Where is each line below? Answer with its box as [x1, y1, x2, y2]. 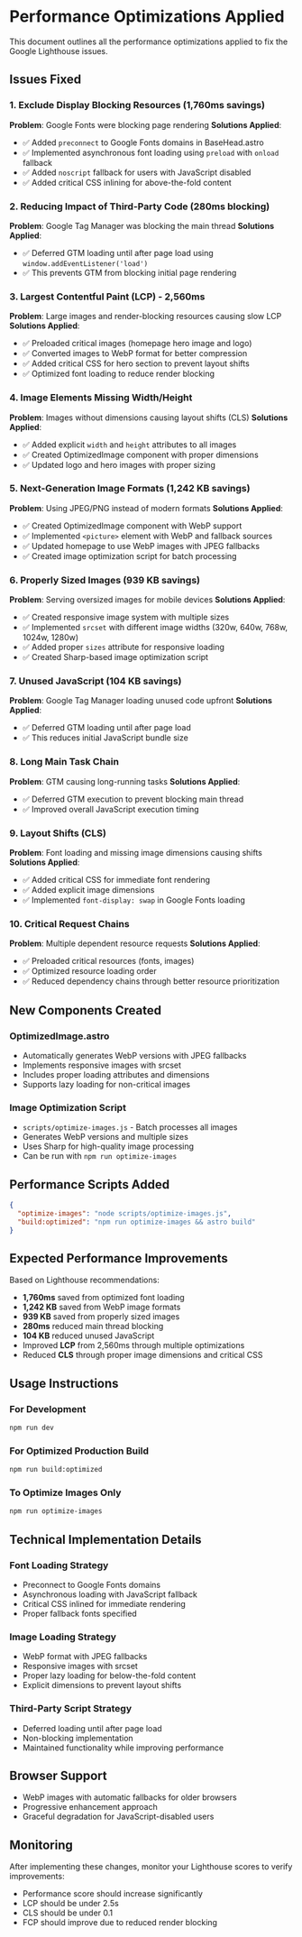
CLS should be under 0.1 [22, 1907, 114, 1918]
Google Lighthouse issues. [9, 45, 108, 56]
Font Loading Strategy [9, 1558, 109, 1571]
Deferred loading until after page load [22, 1722, 162, 1733]
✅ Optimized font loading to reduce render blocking [22, 368, 215, 380]
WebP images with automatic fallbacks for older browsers [22, 1792, 237, 1803]
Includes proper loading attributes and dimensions [22, 1069, 210, 1079]
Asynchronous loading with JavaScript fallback [22, 1589, 198, 1600]
